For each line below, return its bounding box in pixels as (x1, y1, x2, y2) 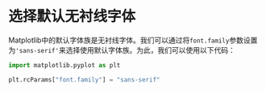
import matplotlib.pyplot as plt (8, 61, 121, 69)
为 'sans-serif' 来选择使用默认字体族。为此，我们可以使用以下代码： (8, 45, 235, 54)
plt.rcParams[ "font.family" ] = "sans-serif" (8, 75, 160, 84)
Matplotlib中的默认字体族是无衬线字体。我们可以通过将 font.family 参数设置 (8, 35, 258, 45)
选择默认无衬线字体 (8, 7, 136, 26)
